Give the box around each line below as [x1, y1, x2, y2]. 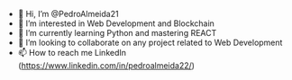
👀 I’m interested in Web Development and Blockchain [17, 18, 214, 29]
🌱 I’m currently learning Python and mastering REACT [17, 28, 217, 38]
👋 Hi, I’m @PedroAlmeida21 [17, 9, 119, 19]
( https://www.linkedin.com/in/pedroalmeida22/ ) [17, 60, 196, 71]
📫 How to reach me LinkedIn [17, 48, 127, 58]
